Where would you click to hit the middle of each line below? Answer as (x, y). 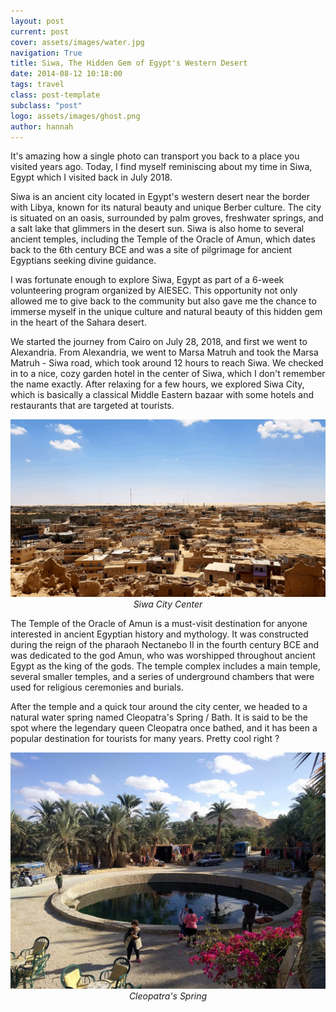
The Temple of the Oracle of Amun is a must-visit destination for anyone (159, 623)
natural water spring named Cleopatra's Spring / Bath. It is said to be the (159, 717)
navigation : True (46, 53)
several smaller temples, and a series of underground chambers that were (162, 676)
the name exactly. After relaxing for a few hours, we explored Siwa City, (157, 384)
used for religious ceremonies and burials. (97, 687)
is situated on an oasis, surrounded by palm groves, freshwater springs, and (167, 218)
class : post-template (55, 95)
